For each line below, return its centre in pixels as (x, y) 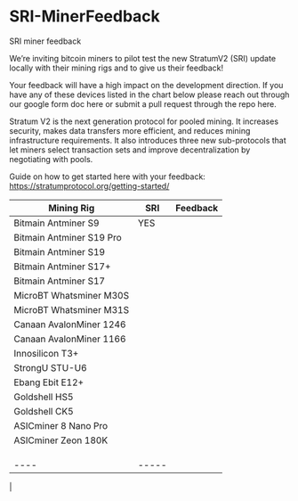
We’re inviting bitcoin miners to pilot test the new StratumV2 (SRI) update (143, 58)
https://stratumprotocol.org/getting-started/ (89, 185)
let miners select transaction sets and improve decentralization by (130, 150)
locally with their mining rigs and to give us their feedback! (117, 68)
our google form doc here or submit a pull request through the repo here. (143, 103)
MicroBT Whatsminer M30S (72, 295)
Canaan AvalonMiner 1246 (70, 324)
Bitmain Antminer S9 (56, 223)
